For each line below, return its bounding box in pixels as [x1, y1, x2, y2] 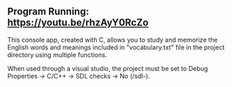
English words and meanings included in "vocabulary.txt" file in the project [7, 42, 225, 52]
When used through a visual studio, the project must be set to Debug [7, 64, 209, 73]
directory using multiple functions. [7, 50, 108, 59]
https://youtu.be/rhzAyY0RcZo [7, 17, 149, 29]
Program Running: [7, 6, 90, 18]
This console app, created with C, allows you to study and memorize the [7, 35, 218, 44]
